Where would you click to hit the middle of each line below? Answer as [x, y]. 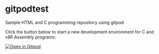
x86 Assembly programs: [31, 37]
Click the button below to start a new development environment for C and [79, 32]
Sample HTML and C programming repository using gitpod [64, 22]
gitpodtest [27, 9]
